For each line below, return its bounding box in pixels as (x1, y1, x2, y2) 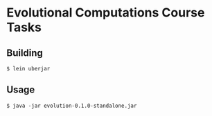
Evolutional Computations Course (6, 5, 205, 21)
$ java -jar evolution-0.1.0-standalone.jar (6, 102, 137, 109)
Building (6, 47, 43, 59)
